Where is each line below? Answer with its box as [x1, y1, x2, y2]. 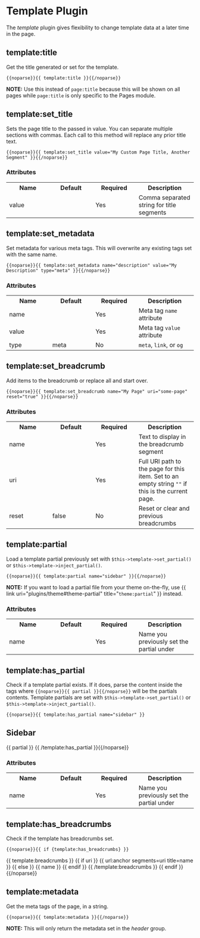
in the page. [6, 30, 36, 37]
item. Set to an [139, 472, 179, 481]
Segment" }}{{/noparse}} [6, 154, 68, 161]
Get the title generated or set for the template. [6, 63, 119, 70]
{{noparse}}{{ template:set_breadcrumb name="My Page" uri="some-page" [6, 388, 187, 395]
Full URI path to [139, 457, 182, 466]
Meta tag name [139, 306, 177, 315]
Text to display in [139, 433, 186, 441]
